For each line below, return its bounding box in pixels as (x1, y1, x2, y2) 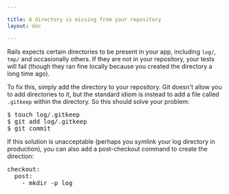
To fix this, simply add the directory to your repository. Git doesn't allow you (7, 83, 222, 91)
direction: (7, 152, 34, 160)
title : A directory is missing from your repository (7, 16, 162, 23)
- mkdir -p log (21, 179, 73, 186)
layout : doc (7, 22, 41, 30)
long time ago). (7, 69, 50, 78)
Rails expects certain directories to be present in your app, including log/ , (7, 47, 217, 56)
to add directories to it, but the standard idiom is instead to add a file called (7, 90, 220, 98)
